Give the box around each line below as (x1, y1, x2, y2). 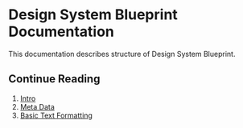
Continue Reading (8, 72, 101, 86)
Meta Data (19, 102, 55, 111)
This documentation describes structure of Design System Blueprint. (8, 49, 236, 58)
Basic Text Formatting (19, 110, 93, 120)
